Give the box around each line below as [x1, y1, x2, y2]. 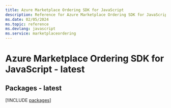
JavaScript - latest [5, 64, 85, 75]
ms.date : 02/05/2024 [5, 17, 49, 22]
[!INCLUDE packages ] [5, 97, 51, 103]
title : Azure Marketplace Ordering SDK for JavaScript [5, 7, 124, 13]
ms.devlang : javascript [5, 26, 56, 31]
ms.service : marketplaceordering [5, 31, 76, 36]
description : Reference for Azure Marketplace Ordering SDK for [5, 12, 145, 17]
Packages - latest [5, 84, 62, 92]
